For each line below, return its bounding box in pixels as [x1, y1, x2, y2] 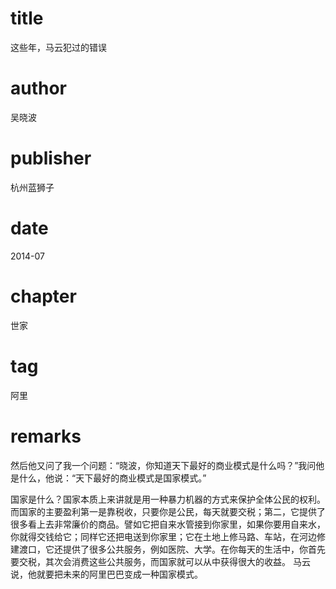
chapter [10, 285, 77, 307]
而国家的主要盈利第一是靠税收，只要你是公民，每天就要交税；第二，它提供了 [10, 505, 326, 517]
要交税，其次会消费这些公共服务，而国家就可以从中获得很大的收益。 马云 [10, 555, 311, 567]
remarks [10, 425, 82, 447]
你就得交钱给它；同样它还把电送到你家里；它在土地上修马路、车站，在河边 [10, 530, 317, 542]
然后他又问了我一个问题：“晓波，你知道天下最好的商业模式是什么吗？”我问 [10, 459, 317, 471]
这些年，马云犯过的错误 [10, 41, 107, 53]
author [10, 77, 68, 100]
